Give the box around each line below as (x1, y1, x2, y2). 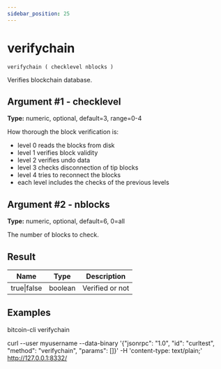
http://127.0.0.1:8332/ (7, 354, 68, 362)
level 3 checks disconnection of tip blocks (17, 163, 139, 172)
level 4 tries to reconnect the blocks (17, 171, 121, 179)
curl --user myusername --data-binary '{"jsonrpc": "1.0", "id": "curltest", (7, 339, 215, 347)
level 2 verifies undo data (17, 156, 91, 165)
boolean (48, 283, 76, 293)
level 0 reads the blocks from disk (17, 141, 115, 150)
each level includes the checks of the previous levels (17, 179, 169, 187)
